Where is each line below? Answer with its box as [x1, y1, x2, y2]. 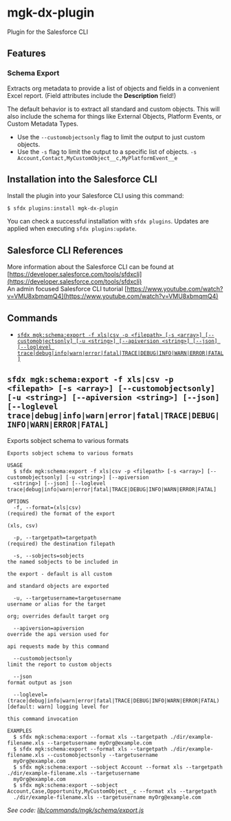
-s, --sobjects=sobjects [13, 552, 85, 560]
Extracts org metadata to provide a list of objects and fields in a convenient [7, 84, 220, 92]
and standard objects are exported [7, 582, 109, 589]
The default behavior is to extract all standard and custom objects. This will [7, 105, 220, 113]
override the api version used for [7, 631, 109, 637]
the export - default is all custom [7, 571, 112, 577]
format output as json [7, 679, 72, 686]
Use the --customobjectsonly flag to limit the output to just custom [16, 132, 206, 141]
